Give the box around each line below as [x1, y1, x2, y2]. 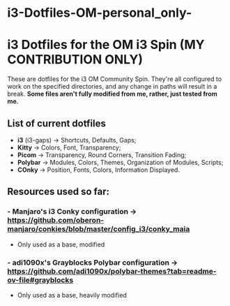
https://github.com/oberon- [7, 215, 105, 225]
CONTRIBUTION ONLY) [7, 52, 144, 68]
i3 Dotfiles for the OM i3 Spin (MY [7, 37, 205, 53]
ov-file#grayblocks [7, 275, 74, 284]
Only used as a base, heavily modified [17, 291, 128, 299]
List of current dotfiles [7, 117, 106, 129]
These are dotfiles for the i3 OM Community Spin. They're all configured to [7, 75, 222, 83]
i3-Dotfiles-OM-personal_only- [7, 5, 192, 21]
